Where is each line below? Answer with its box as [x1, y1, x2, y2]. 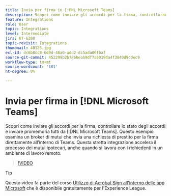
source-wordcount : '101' [5, 64, 58, 69]
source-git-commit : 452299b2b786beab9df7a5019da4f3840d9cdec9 [5, 54, 140, 60]
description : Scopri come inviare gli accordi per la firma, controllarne [5, 12, 167, 17]
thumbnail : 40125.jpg [5, 45, 51, 50]
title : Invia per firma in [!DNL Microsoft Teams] [5, 7, 115, 13]
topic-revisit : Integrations [5, 41, 67, 46]
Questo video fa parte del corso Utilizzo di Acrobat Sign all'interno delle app [5, 179, 165, 186]
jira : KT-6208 [5, 36, 36, 41]
